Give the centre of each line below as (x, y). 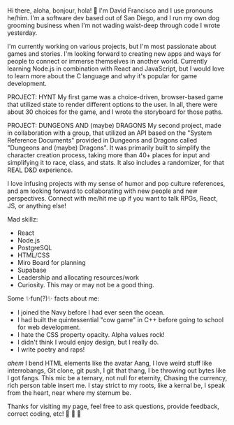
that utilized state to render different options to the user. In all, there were (112, 104)
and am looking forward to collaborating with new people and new (102, 191)
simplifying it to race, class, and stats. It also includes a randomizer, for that (116, 162)
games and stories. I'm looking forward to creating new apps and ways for (114, 53)
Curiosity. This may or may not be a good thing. (86, 284)
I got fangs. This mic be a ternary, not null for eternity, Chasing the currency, (117, 377)
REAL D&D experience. (40, 170)
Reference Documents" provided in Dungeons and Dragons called (102, 140)
